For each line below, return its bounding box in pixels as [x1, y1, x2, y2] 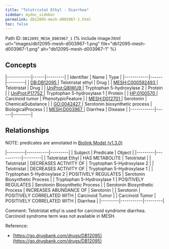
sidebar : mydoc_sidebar [5, 12, 55, 17]
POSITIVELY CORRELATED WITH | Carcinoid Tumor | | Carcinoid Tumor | [5, 192, 156, 198]
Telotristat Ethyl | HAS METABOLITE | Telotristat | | [46, 155, 151, 161]
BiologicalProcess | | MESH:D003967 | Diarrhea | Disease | [5, 107, 128, 113]
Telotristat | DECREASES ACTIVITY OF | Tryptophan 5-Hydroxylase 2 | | [5, 160, 154, 166]
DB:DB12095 [30, 79, 57, 86]
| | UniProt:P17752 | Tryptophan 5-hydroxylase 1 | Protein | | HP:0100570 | [5, 90, 158, 96]
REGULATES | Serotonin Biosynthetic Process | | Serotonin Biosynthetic [5, 181, 154, 187]
